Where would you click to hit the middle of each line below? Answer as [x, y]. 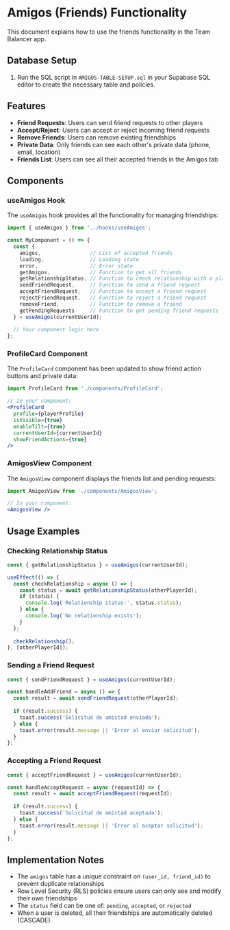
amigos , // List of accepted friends [96, 253]
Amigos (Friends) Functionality [97, 13]
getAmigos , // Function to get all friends [101, 272]
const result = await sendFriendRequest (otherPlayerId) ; [96, 698]
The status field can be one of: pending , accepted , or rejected [104, 906]
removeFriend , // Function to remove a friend [101, 304]
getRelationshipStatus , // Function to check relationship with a [116, 279]
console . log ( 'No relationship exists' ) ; [84, 616]
